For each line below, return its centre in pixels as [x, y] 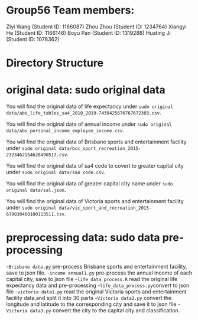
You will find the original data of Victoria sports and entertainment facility [95, 201]
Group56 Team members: [70, 10]
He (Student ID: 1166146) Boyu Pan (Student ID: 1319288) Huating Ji [89, 32]
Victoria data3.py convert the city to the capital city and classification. [93, 310]
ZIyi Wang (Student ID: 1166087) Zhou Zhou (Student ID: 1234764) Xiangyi [97, 27]
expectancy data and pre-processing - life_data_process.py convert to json [98, 285]
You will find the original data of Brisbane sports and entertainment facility [97, 142]
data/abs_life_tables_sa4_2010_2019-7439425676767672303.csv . [84, 113]
